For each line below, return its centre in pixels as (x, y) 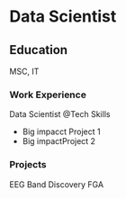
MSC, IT (24, 71)
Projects (28, 165)
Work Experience (48, 95)
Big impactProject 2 (59, 141)
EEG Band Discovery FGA (57, 184)
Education (39, 50)
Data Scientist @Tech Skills (60, 114)
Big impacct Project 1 (61, 131)
